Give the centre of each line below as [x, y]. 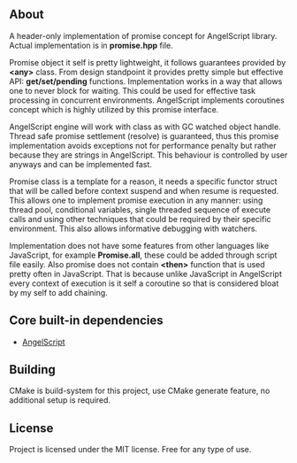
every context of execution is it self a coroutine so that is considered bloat [144, 283]
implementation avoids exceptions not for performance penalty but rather [143, 145]
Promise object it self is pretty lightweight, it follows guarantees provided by [148, 62]
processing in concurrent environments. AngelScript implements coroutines [147, 100]
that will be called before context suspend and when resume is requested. [144, 190]
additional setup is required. [60, 400]
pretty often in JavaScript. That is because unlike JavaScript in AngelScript [146, 274]
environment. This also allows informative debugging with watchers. [133, 228]
